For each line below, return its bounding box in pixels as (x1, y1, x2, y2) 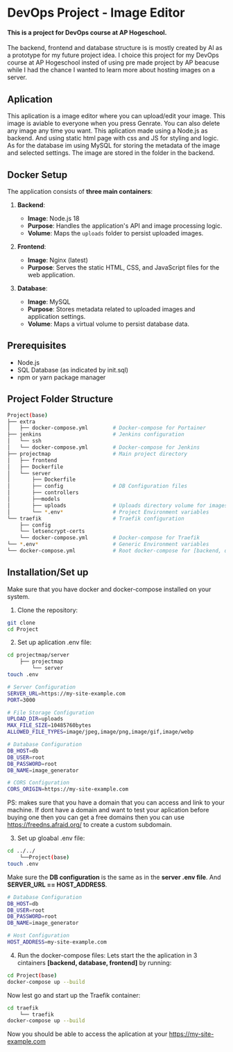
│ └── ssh (7, 438, 42, 445)
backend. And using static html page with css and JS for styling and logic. (7, 134, 219, 142)
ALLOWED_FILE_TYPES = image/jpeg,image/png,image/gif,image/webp (7, 728, 194, 736)
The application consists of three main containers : (7, 188, 153, 196)
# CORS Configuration (7, 780, 70, 787)
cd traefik (7, 1004, 39, 1012)
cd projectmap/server (7, 652, 70, 659)
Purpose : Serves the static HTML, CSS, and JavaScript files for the (27, 263, 220, 272)
